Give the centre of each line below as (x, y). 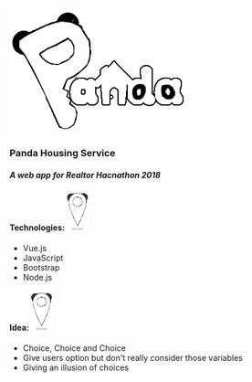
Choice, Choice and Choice (74, 348)
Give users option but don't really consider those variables (133, 357)
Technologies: (37, 228)
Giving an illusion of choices (76, 367)
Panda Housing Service (63, 153)
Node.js (37, 277)
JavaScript (43, 258)
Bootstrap (41, 267)
